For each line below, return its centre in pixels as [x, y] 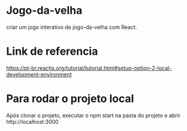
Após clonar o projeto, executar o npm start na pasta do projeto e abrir [93, 115]
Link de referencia [52, 51]
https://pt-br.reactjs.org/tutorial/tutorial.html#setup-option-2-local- [89, 68]
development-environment [39, 74]
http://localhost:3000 [32, 121]
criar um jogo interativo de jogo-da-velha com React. [72, 27]
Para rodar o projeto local [70, 99]
